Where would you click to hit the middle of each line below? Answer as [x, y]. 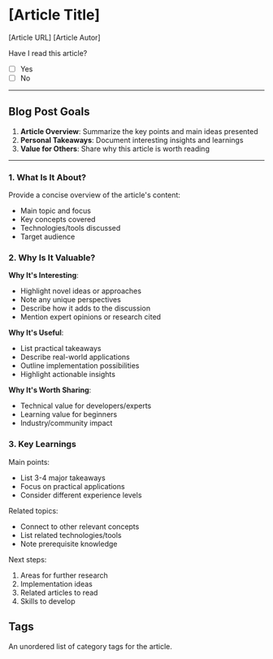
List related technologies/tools [71, 535]
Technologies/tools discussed [70, 228]
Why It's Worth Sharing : [50, 390]
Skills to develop [48, 601]
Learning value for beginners [69, 414]
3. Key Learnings [43, 444]
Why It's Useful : [36, 333]
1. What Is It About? [48, 177]
